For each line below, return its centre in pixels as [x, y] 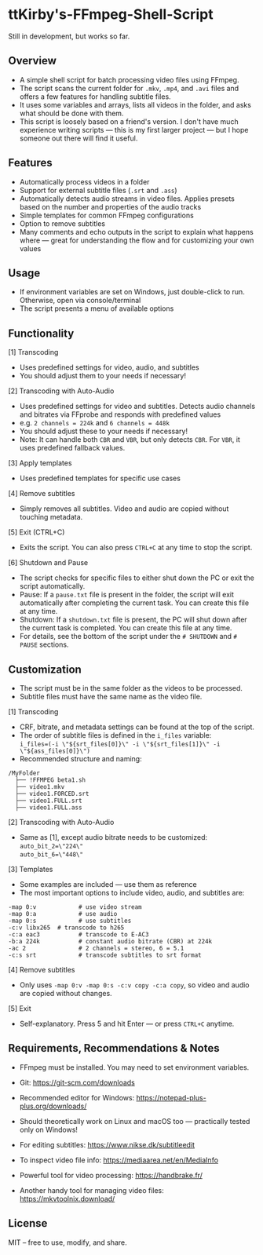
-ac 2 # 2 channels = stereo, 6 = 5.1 [96, 948]
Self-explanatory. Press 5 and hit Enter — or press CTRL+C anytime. [127, 1023]
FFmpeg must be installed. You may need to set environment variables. [134, 1067]
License [28, 1223]
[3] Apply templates [40, 463]
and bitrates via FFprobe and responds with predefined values [120, 414]
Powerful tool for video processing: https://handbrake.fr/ [111, 1175]
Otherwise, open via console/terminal [80, 301]
